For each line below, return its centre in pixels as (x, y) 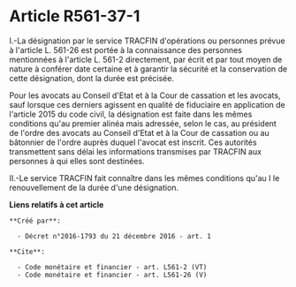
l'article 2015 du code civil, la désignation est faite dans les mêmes (131, 114)
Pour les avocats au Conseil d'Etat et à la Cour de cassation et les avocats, (145, 95)
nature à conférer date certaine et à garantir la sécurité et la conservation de (148, 69)
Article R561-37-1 (75, 16)
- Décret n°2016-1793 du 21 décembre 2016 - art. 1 (114, 236)
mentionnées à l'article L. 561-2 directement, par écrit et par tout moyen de (146, 59)
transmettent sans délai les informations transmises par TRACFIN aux (136, 151)
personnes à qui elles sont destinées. (77, 161)
